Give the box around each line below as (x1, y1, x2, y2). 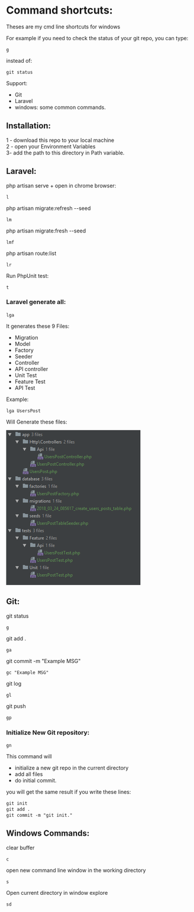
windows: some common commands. (14, 104, 106, 111)
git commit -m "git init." (6, 812, 73, 818)
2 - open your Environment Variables (6, 143, 96, 150)
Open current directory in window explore (6, 889, 108, 896)
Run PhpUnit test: (6, 272, 49, 279)
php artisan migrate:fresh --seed (6, 227, 86, 234)
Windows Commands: (6, 829, 90, 839)
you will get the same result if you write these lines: (6, 788, 131, 795)
